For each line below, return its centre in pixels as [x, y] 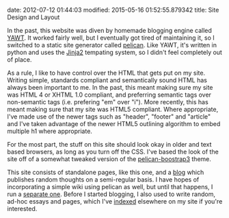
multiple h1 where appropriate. [50, 131]
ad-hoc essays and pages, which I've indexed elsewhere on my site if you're [115, 201]
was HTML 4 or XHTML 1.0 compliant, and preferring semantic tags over [109, 95]
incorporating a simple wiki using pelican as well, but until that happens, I [110, 187]
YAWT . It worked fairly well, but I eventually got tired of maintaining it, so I [111, 38]
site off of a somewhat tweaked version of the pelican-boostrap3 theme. [109, 159]
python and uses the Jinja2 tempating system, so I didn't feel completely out [114, 52]
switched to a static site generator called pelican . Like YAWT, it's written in [112, 45]
